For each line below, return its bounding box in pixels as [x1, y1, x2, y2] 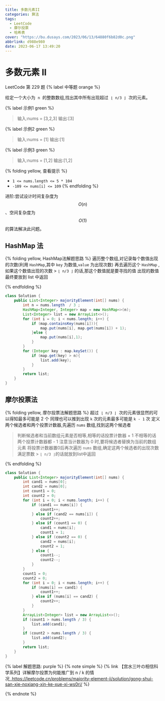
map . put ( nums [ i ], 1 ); [40, 335, 83, 340]
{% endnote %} [5, 691, 37, 697]
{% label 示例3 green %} [5, 147, 55, 153]
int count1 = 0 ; [23, 489, 56, 494]
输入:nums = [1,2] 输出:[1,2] [17, 157, 73, 163]
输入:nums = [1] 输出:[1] [17, 136, 65, 142]
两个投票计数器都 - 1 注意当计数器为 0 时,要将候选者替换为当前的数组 [17, 439, 157, 444]
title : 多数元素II [5, 7, 40, 12]
